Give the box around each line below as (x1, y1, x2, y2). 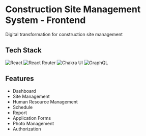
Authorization (12, 126, 42, 132)
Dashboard (12, 88, 37, 94)
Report (12, 110, 27, 116)
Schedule (12, 104, 33, 110)
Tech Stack (5, 46, 42, 55)
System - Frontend (5, 14, 86, 26)
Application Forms (12, 115, 51, 121)
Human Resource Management (12, 98, 78, 105)
